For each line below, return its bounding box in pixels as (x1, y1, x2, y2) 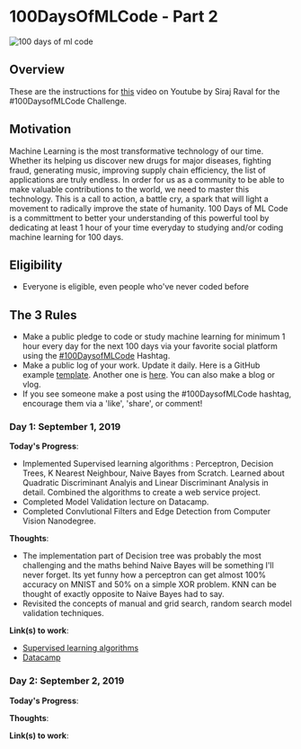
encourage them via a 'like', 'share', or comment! (22, 398, 203, 409)
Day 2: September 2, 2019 (9, 674, 125, 687)
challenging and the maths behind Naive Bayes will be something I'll (22, 560, 274, 571)
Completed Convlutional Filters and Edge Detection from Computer (22, 506, 271, 517)
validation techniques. (22, 608, 105, 619)
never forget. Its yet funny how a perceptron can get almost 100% (22, 569, 267, 581)
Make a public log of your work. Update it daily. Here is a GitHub (22, 360, 261, 370)
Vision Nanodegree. (22, 515, 97, 527)
